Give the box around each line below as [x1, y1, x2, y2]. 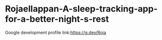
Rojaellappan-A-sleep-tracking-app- [5, 3, 158, 14]
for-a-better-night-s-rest [5, 13, 109, 25]
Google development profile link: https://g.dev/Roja [5, 29, 106, 35]
